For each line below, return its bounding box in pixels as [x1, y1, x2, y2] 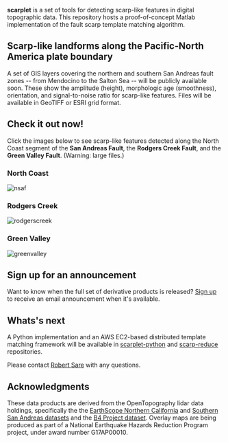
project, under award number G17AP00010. [7, 428, 128, 436]
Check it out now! [7, 118, 84, 130]
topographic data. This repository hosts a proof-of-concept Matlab [7, 13, 196, 21]
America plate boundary [7, 51, 113, 63]
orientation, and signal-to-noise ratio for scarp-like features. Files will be [7, 91, 212, 99]
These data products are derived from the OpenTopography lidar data [7, 398, 204, 407]
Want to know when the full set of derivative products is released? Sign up [7, 288, 217, 296]
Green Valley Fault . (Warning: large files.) [7, 151, 125, 159]
